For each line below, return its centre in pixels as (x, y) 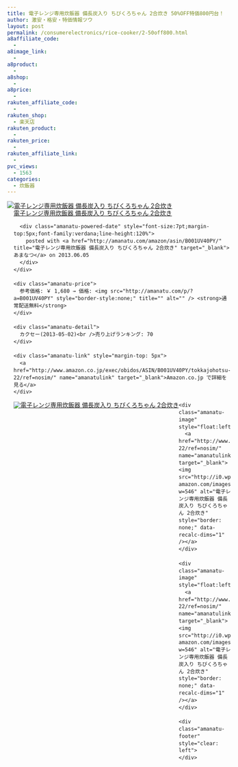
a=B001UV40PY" (34, 299)
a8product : (23, 64)
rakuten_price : (29, 141)
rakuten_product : (32, 128)
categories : (24, 179)
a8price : (19, 90)
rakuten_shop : (27, 115)
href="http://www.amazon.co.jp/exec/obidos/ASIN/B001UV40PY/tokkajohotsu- (122, 370)
